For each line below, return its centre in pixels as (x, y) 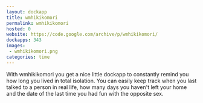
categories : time (28, 57)
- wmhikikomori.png (34, 51)
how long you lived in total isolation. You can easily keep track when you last (101, 81)
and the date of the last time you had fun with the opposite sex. (85, 93)
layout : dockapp (27, 12)
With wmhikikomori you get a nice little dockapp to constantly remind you (98, 74)
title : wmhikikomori (32, 18)
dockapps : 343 (24, 40)
